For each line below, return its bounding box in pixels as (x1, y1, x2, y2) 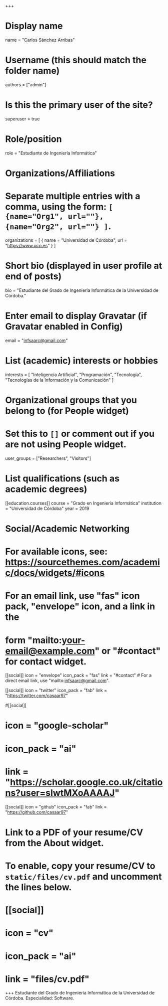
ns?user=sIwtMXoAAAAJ (5, 787, 115, 798)
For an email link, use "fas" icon (5, 590, 140, 602)
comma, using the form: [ (5, 201, 113, 213)
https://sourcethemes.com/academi (5, 557, 160, 568)
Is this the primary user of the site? (5, 99, 153, 111)
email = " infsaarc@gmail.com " (5, 337, 68, 344)
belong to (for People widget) (5, 405, 129, 416)
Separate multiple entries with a (5, 191, 140, 202)
